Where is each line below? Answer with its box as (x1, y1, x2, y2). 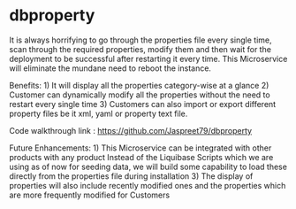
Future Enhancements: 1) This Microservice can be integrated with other (9, 143, 272, 153)
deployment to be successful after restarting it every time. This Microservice (9, 53, 288, 64)
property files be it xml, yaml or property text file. (9, 108, 188, 119)
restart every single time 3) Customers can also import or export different (9, 98, 277, 109)
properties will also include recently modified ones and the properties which (9, 180, 286, 190)
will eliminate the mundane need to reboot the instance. (9, 63, 212, 74)
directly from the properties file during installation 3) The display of (9, 170, 254, 182)
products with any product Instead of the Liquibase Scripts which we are (9, 151, 274, 162)
